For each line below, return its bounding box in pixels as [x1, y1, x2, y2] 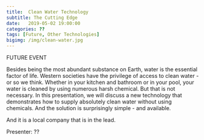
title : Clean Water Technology [6, 9, 89, 15]
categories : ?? [6, 26, 45, 32]
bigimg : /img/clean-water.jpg [6, 37, 84, 43]
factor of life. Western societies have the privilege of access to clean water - [6, 72, 199, 79]
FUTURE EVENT [6, 54, 47, 61]
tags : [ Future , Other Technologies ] [6, 32, 100, 38]
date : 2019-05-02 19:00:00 [6, 20, 81, 26]
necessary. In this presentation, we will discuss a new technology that [6, 92, 182, 99]
